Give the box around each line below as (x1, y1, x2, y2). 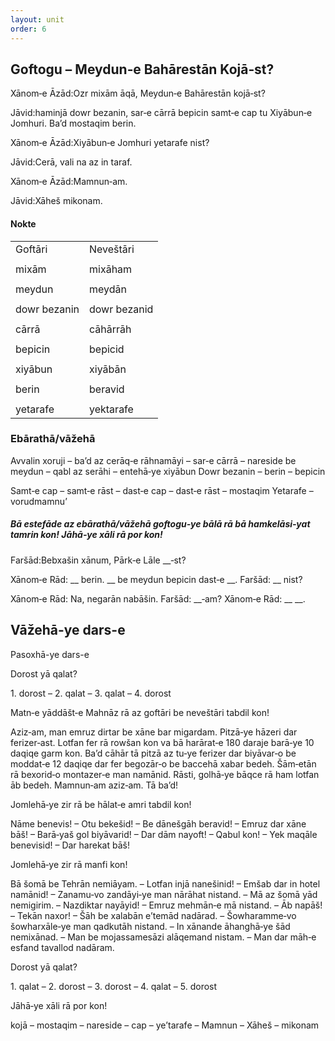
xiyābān (89, 362, 127, 376)
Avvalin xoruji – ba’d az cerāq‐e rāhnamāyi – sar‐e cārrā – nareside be (10, 454, 297, 466)
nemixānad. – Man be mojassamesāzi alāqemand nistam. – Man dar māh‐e (10, 931, 317, 943)
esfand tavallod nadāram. (10, 941, 115, 953)
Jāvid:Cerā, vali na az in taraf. (10, 156, 133, 168)
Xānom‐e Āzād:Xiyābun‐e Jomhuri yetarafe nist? (10, 137, 210, 149)
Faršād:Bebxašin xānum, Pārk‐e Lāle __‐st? (10, 554, 187, 566)
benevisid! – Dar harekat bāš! (10, 839, 130, 851)
